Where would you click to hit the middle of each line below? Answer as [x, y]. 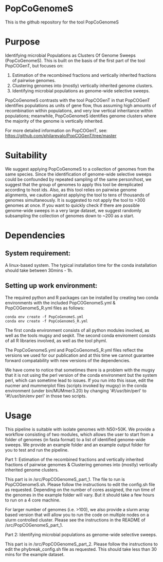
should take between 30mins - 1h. [39, 270]
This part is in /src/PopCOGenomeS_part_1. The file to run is [65, 479]
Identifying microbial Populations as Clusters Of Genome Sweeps [71, 55]
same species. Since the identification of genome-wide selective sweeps [78, 174]
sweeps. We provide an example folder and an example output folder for [77, 445]
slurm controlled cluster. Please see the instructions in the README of [75, 520]
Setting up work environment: [51, 286]
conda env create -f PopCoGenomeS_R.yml [47, 321]
